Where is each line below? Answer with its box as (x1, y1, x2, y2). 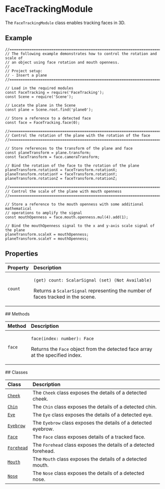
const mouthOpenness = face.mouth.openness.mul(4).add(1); (5, 215, 129, 220)
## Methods (5, 311, 30, 316)
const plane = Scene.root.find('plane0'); (5, 107, 93, 112)
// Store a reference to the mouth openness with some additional (5, 201, 144, 207)
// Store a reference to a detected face (5, 115, 91, 121)
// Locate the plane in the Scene (5, 103, 76, 108)
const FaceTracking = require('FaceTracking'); (5, 90, 105, 95)
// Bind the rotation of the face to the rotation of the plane (5, 163, 139, 168)
